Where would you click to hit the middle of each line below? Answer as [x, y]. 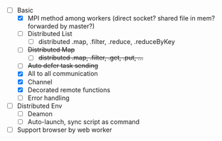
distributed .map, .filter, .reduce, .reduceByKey [107, 42]
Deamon [40, 113]
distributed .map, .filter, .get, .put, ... [91, 58]
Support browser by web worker [64, 130]
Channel [40, 81]
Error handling [48, 98]
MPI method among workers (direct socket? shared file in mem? [121, 18]
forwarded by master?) [61, 26]
